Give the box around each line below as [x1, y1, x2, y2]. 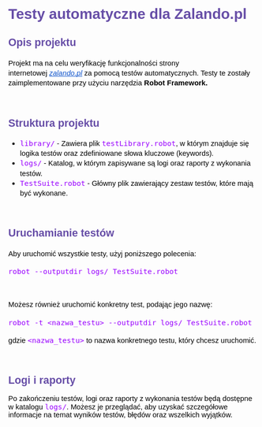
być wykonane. [19, 189, 69, 198]
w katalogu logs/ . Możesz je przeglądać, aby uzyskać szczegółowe [8, 402, 228, 412]
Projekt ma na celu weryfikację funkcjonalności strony [8, 58, 180, 68]
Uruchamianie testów [8, 227, 114, 239]
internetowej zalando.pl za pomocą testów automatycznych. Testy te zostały [8, 69, 251, 78]
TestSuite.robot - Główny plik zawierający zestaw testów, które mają [19, 178, 254, 188]
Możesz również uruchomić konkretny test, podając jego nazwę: [8, 300, 213, 310]
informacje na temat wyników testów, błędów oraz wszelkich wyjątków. [8, 410, 233, 420]
